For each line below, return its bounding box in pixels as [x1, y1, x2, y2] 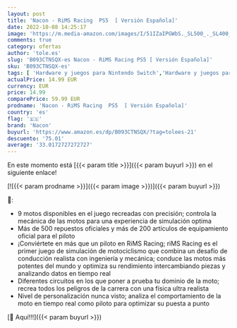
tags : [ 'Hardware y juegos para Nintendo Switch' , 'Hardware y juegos [7, 69, 219, 76]
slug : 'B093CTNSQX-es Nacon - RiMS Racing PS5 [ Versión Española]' [7, 56, 213, 63]
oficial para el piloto [17, 232, 75, 241]
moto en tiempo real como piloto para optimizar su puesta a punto [17, 299, 210, 308]
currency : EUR [7, 83, 49, 90]
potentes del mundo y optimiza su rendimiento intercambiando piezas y [17, 262, 226, 270]
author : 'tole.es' [7, 50, 61, 57]
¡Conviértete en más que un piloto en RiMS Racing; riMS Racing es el [17, 239, 218, 248]
